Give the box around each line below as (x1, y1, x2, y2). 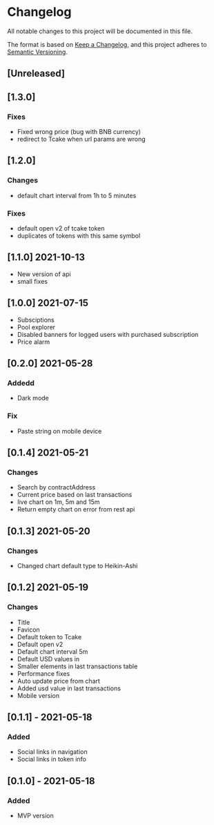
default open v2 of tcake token (17, 224, 105, 232)
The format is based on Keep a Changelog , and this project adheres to (7, 40, 207, 48)
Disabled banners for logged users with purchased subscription (17, 330, 199, 338)
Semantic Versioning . (7, 48, 68, 56)
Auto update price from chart (17, 677, 100, 685)
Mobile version (17, 691, 60, 699)
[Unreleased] (7, 68, 66, 79)
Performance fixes (17, 669, 70, 677)
